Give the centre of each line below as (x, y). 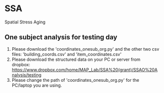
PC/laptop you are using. (37, 85)
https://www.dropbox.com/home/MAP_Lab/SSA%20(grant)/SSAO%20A (84, 70)
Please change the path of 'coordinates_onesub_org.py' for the (75, 80)
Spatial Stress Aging (25, 22)
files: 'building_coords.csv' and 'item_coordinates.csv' (67, 54)
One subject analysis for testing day (61, 37)
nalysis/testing (27, 75)
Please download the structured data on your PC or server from (76, 59)
